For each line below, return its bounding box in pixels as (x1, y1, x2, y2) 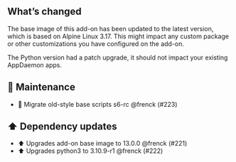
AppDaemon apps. (7, 60, 63, 69)
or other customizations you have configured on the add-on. (7, 39, 185, 48)
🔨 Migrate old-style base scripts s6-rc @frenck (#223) (17, 100, 178, 108)
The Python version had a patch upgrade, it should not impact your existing (7, 53, 228, 62)
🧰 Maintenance (7, 81, 76, 93)
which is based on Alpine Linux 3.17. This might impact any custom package (7, 32, 230, 40)
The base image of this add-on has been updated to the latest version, (7, 24, 214, 33)
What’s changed (7, 6, 82, 18)
